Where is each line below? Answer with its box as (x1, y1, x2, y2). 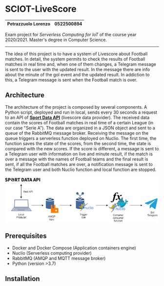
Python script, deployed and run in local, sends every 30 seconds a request (5, 109, 158, 115)
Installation (5, 274, 40, 283)
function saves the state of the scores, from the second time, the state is (5, 141, 151, 146)
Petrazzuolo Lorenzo (7, 21, 50, 27)
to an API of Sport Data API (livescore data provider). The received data (5, 114, 150, 120)
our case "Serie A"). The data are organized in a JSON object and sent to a (5, 125, 155, 131)
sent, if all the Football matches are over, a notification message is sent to (5, 161, 153, 167)
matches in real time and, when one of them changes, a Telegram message (5, 61, 156, 67)
